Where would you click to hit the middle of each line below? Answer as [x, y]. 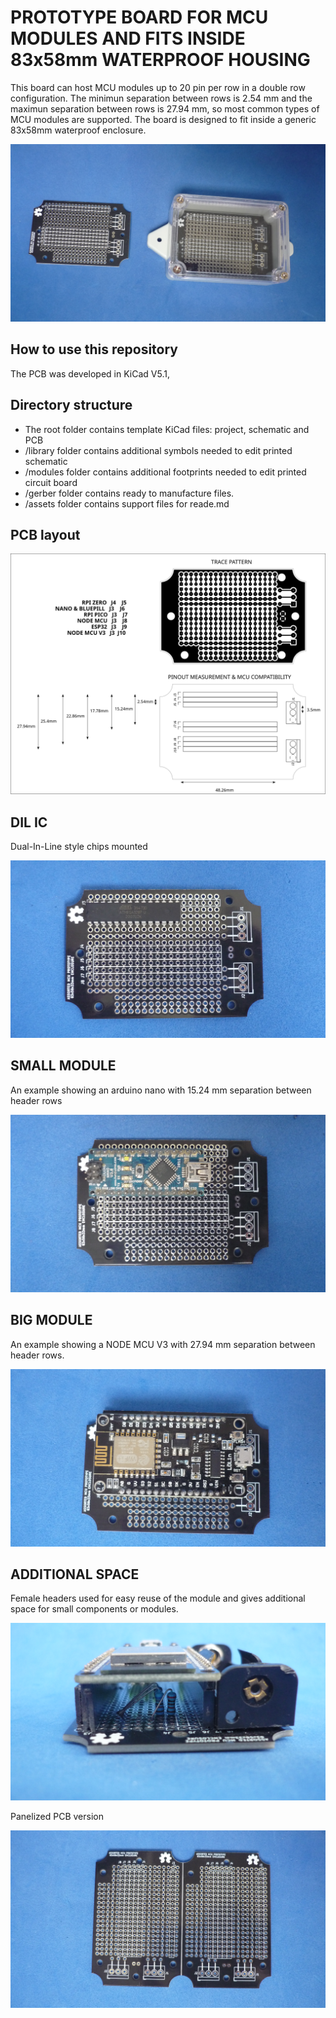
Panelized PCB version [57, 1817]
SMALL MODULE [63, 1066]
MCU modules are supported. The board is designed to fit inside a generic [163, 119]
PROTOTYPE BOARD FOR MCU [139, 17]
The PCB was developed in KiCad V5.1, [90, 373]
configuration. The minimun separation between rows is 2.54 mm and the [161, 98]
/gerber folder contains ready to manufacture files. [129, 493]
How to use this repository [94, 349]
